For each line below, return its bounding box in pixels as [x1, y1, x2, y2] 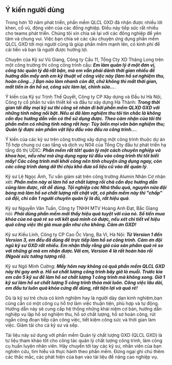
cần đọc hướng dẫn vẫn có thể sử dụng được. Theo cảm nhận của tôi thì [5, 115, 162, 121]
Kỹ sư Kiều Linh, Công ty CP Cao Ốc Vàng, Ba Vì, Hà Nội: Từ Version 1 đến [5, 231, 163, 237]
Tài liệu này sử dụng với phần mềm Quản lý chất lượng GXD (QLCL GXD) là [5, 332, 162, 338]
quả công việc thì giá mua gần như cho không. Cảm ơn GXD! [5, 221, 137, 228]
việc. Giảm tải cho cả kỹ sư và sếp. [5, 322, 79, 328]
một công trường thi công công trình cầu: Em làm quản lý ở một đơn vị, [5, 62, 156, 68]
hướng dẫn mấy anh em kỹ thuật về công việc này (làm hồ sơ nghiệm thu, [5, 73, 165, 79]
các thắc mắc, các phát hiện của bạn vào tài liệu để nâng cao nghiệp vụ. [5, 354, 159, 360]
